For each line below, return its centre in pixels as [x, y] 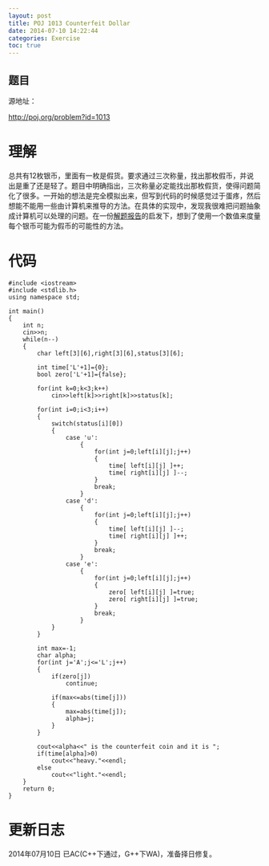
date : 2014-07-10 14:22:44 [53, 30]
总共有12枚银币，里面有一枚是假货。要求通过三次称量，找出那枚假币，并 [128, 175]
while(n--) [41, 339]
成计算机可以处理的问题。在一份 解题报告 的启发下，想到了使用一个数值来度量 [134, 215]
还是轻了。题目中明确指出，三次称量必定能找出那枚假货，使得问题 [145, 185]
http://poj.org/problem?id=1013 [59, 116]
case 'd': [82, 501]
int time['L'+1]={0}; [73, 367]
